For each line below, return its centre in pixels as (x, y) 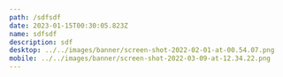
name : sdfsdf (33, 34)
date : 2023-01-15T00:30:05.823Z (69, 26)
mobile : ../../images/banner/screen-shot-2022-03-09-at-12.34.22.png (140, 58)
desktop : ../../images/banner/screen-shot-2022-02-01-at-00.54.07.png (142, 50)
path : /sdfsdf (35, 17)
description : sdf (41, 42)
